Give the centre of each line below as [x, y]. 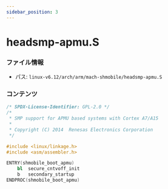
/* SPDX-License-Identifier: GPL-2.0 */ [58, 107]
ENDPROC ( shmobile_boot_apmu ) [43, 180]
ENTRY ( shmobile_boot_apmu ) [40, 163]
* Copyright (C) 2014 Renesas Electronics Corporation [81, 130]
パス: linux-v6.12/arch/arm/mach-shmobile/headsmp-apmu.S [89, 77]
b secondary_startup [46, 174]
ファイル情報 [25, 62]
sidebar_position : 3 [32, 12]
